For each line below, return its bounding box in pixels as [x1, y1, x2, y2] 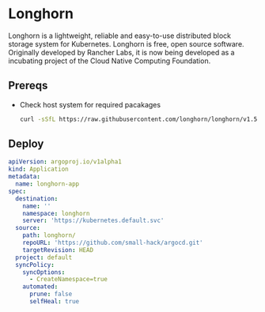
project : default [15, 254, 73, 261]
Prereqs [8, 79, 48, 92]
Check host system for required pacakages [19, 100, 161, 109]
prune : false [28, 290, 73, 299]
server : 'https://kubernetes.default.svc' [22, 216, 165, 225]
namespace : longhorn [22, 209, 90, 217]
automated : [22, 283, 59, 291]
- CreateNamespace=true [28, 276, 108, 284]
